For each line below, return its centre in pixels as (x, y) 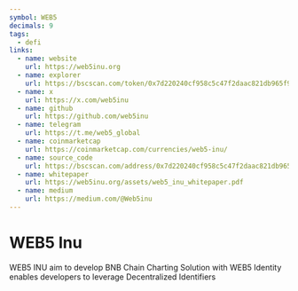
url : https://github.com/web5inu (87, 116)
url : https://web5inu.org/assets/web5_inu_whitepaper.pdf (134, 183)
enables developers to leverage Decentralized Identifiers (113, 277)
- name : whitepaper (53, 174)
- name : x (35, 91)
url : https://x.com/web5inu (77, 100)
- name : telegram (49, 125)
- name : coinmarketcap (59, 141)
